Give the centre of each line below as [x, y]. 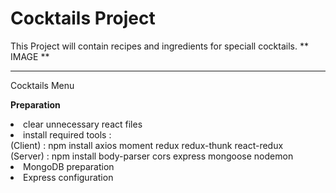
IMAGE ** [30, 56]
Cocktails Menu [42, 85]
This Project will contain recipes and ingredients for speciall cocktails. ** [159, 46]
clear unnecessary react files [83, 124]
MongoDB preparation [69, 166]
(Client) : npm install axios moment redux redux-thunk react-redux [147, 145]
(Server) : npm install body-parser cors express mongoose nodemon [152, 156]
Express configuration [68, 177]
